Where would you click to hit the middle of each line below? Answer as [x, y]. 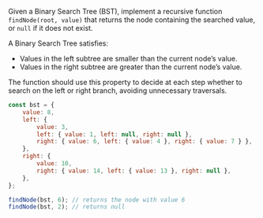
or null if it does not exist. [51, 28]
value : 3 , [53, 127]
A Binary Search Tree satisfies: [58, 43]
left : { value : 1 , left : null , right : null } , [115, 134]
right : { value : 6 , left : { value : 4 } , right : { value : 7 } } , [145, 142]
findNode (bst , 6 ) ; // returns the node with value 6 [97, 200]
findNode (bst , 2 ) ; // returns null [67, 207]
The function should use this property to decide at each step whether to [125, 82]
